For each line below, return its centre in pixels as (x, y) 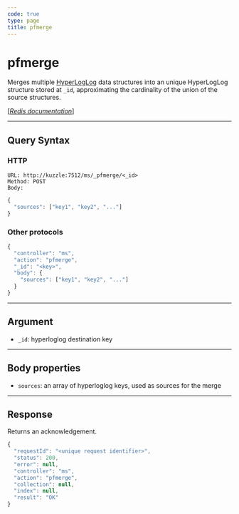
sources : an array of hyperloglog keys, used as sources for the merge (119, 385)
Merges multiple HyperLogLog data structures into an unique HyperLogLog (118, 82)
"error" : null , (36, 464)
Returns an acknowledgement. (52, 431)
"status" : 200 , (36, 458)
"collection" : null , (44, 484)
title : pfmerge (30, 27)
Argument (30, 322)
